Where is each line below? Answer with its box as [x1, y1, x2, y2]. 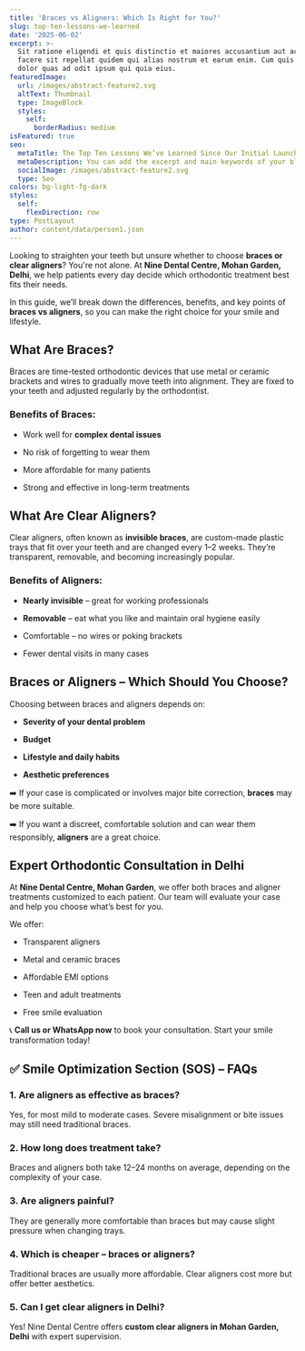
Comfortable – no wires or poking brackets [22, 630, 183, 641]
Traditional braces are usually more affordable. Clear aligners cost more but [9, 1268, 292, 1279]
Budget [22, 733, 52, 744]
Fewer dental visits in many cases [22, 648, 150, 659]
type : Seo [17, 174, 54, 183]
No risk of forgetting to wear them [22, 447, 150, 458]
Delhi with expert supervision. [9, 1331, 123, 1342]
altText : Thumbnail [17, 89, 92, 98]
